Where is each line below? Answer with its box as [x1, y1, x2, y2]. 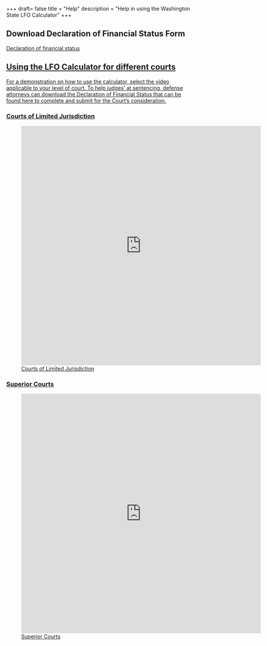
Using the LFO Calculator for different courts [6, 62, 176, 72]
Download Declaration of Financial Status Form [6, 29, 186, 39]
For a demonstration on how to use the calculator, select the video [6, 78, 169, 85]
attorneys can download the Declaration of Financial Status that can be [6, 90, 181, 98]
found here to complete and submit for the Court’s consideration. [6, 97, 166, 104]
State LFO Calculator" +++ [6, 11, 72, 19]
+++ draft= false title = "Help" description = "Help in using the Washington [6, 5, 190, 12]
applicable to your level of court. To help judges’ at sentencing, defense [6, 84, 184, 92]
